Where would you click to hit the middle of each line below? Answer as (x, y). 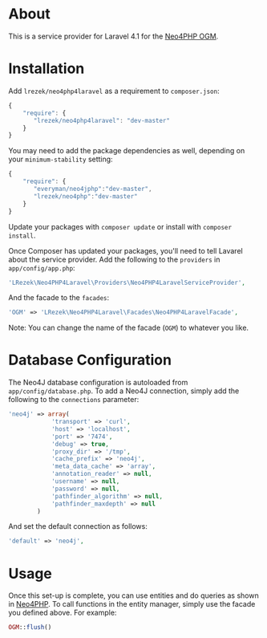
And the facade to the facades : (59, 298)
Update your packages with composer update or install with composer (120, 226)
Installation (47, 69)
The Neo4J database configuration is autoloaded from (98, 383)
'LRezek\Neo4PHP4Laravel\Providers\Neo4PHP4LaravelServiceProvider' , (127, 282)
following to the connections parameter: (74, 400)
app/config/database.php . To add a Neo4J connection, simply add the (124, 391)
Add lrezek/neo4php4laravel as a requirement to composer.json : (114, 91)
